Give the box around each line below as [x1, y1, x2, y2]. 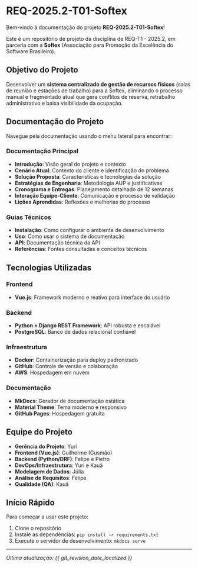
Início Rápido [6, 497, 55, 507]
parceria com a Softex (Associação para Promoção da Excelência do [6, 41, 174, 49]
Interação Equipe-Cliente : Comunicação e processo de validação [14, 192, 176, 199]
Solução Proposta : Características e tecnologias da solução [14, 173, 161, 180]
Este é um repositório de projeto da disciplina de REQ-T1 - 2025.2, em [6, 35, 176, 42]
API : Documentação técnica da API [14, 239, 100, 246]
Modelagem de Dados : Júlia [14, 468, 84, 475]
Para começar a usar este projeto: [6, 513, 88, 520]
